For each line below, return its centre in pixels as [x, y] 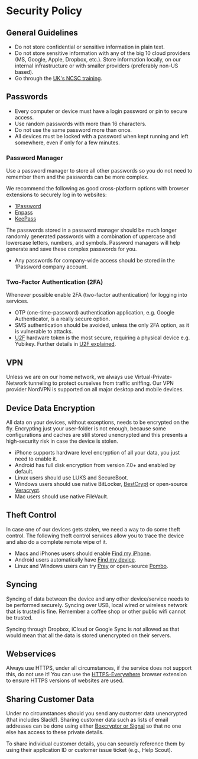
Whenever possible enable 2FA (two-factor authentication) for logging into [97, 295]
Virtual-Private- [153, 377]
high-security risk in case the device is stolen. [62, 441]
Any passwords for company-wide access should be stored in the [95, 261]
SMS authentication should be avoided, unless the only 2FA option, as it [102, 325]
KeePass [25, 219]
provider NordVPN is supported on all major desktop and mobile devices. [95, 390]
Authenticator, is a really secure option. [62, 319]
